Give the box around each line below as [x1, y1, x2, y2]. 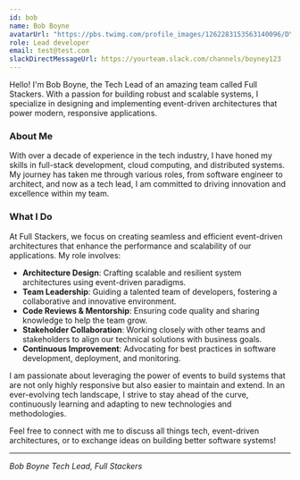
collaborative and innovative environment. [21, 296, 177, 307]
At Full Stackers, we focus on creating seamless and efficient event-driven [9, 231, 283, 241]
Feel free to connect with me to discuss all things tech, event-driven [9, 425, 260, 436]
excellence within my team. [9, 189, 110, 199]
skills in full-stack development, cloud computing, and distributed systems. [9, 160, 286, 171]
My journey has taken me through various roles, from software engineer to [9, 169, 283, 180]
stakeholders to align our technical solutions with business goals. [21, 333, 262, 344]
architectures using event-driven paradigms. [21, 276, 187, 287]
